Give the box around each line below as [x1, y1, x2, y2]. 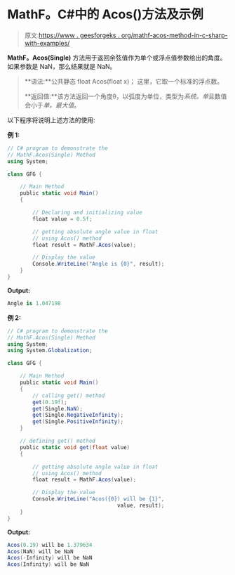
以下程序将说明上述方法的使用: [7, 115, 96, 124]
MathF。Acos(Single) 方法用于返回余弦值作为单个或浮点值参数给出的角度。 [7, 53, 227, 62]
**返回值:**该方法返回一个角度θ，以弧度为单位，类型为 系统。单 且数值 [24, 92, 227, 101]
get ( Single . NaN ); [32, 405, 83, 412]
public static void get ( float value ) [20, 444, 130, 451]
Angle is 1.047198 [7, 299, 61, 306]
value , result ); [116, 502, 165, 510]
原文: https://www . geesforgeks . [24, 31, 120, 39]
